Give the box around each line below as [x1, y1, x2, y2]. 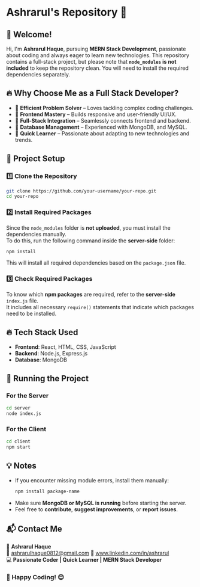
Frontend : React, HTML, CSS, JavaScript [14, 343, 117, 351]
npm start [6, 444, 31, 450]
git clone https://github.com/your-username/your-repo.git [6, 188, 157, 194]
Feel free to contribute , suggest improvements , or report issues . [14, 505, 178, 513]
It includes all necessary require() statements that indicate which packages [6, 303, 195, 310]
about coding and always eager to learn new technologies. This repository [6, 52, 190, 59]
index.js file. [6, 297, 39, 304]
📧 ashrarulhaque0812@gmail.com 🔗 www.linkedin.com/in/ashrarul [6, 549, 169, 556]
